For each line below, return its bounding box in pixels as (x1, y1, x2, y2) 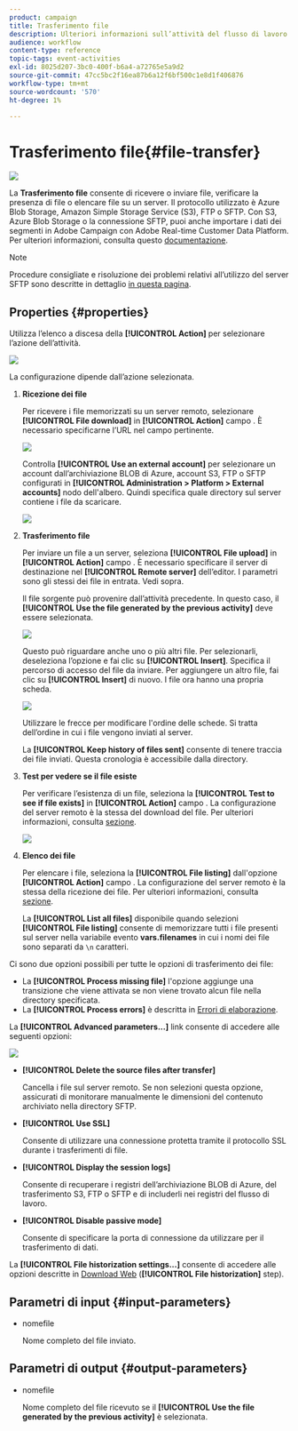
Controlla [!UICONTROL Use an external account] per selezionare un (21, 459, 277, 469)
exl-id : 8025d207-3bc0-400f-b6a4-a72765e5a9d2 (9, 63, 184, 72)
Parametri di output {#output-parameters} (9, 1361, 248, 1376)
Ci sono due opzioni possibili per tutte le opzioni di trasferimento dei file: (9, 959, 274, 970)
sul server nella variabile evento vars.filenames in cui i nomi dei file (21, 932, 271, 943)
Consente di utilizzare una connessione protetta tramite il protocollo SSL (21, 1135, 286, 1147)
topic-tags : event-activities (9, 54, 122, 63)
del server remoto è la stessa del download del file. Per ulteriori (21, 807, 255, 818)
